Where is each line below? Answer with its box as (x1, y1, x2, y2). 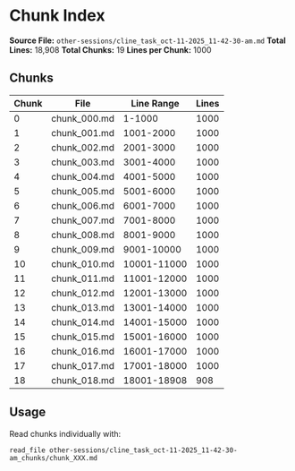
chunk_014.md (51, 315, 114, 328)
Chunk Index (9, 5, 105, 26)
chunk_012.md (51, 287, 114, 299)
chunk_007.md (51, 214, 114, 227)
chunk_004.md (51, 170, 114, 183)
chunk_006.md (51, 199, 114, 211)
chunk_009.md (51, 243, 114, 255)
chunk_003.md (51, 156, 114, 168)
